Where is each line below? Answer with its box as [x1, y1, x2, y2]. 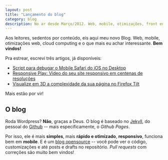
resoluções [12, 75, 36, 81]
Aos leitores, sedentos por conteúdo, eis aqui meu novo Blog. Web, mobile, [5, 35, 160, 41]
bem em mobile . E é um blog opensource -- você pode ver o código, [5, 138, 147, 145]
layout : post [5, 7, 32, 12]
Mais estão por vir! [5, 90, 44, 96]
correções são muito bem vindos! [5, 149, 74, 155]
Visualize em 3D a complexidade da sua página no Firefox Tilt [12, 81, 140, 87]
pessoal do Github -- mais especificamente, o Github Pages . [5, 123, 130, 130]
